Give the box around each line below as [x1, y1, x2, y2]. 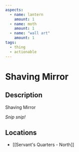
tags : [5, 40, 16, 45]
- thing [9, 45, 26, 50]
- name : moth [9, 21, 37, 27]
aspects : [5, 7, 23, 13]
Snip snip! [5, 114, 26, 120]
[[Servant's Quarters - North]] [12, 141, 74, 148]
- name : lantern [9, 12, 43, 17]
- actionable [9, 49, 37, 54]
